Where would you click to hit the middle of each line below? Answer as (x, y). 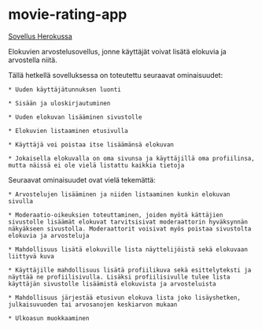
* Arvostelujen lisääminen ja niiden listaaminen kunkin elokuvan (119, 194)
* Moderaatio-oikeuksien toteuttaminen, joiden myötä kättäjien (116, 215)
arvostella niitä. (33, 60)
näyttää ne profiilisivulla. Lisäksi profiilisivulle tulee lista (119, 277)
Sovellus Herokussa (40, 36)
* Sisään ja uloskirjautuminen (59, 103)
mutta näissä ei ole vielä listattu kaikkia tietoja (96, 165)
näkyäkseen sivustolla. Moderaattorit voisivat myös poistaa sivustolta (130, 229)
